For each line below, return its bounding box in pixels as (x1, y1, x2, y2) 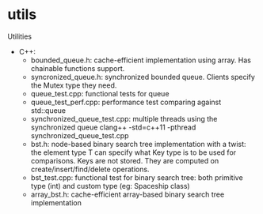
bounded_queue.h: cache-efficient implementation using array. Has (30, 55, 251, 65)
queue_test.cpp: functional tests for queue (30, 88, 170, 98)
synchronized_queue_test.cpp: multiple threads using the (30, 114, 218, 123)
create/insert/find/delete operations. (30, 164, 150, 174)
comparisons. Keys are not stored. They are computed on (30, 156, 219, 165)
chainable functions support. (30, 63, 125, 73)
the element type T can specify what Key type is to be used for (30, 148, 237, 157)
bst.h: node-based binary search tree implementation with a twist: (30, 139, 246, 148)
